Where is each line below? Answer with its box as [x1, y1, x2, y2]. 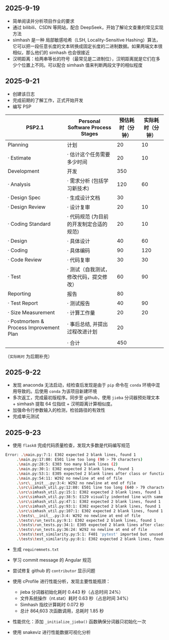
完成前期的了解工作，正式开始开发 [12, 97, 83, 103]
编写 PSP [12, 103, 32, 110]
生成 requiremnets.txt [12, 546, 59, 552]
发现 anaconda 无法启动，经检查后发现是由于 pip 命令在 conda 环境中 [12, 382, 156, 388]
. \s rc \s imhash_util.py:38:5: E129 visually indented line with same [16, 495, 163, 500]
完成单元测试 [12, 413, 39, 419]
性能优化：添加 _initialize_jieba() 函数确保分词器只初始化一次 [12, 618, 146, 624]
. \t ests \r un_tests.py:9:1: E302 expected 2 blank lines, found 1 [16, 518, 156, 523]
